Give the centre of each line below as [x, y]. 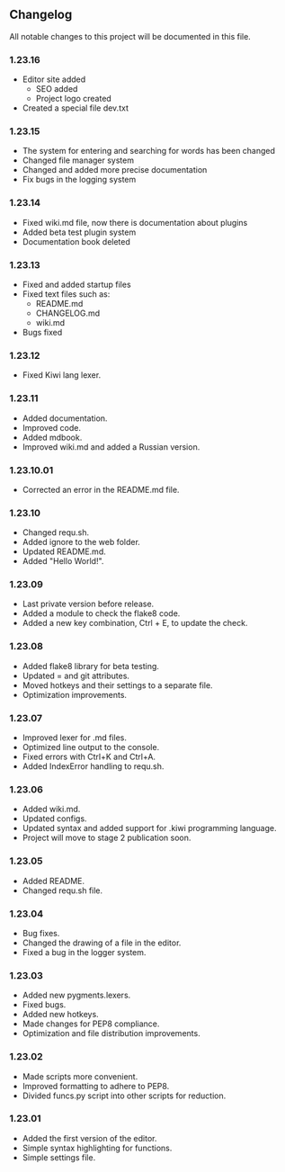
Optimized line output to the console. [91, 747]
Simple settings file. [59, 1157]
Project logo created [74, 99]
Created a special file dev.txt [75, 108]
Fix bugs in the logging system [79, 180]
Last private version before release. [88, 604]
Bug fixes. [41, 933]
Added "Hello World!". [63, 561]
